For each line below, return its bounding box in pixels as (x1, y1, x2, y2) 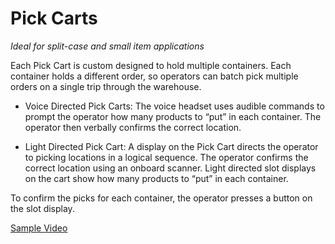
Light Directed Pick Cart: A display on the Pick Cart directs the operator (24, 140, 319, 152)
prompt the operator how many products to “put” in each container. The (24, 110, 322, 122)
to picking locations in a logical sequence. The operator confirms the (24, 151, 309, 163)
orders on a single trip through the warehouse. (10, 80, 202, 92)
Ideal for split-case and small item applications (10, 40, 205, 52)
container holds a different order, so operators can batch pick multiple (10, 70, 299, 82)
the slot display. (10, 202, 75, 214)
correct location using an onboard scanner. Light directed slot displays (24, 162, 317, 174)
